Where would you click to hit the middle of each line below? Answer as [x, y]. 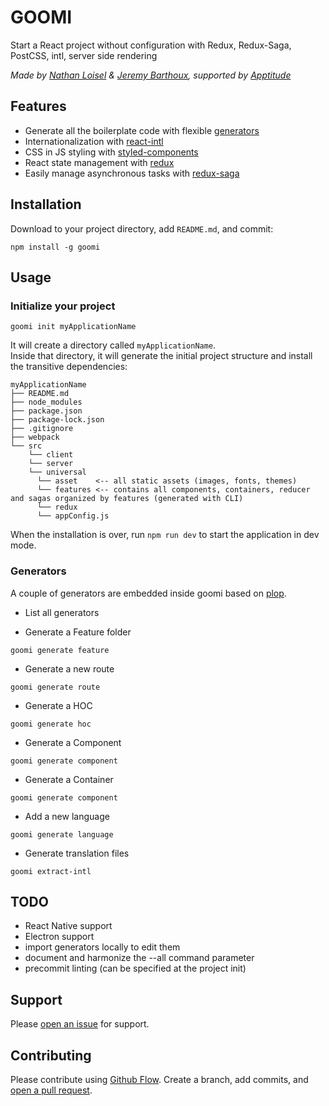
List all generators [62, 612]
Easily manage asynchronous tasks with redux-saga [132, 173]
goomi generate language [62, 834]
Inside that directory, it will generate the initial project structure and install [161, 356]
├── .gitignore [42, 429]
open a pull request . [51, 1090]
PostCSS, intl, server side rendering [84, 55]
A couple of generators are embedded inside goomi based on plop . [148, 593]
